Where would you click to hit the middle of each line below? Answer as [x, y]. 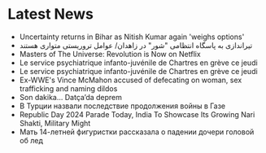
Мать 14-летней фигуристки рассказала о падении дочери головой [137, 132]
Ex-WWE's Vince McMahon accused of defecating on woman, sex [131, 80]
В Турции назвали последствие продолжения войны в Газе [122, 106]
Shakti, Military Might [55, 123]
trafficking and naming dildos [68, 88]
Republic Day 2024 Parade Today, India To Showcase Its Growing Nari [137, 114]
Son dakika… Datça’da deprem [71, 97]
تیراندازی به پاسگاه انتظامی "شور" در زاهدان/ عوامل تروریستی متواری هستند [136, 45]
